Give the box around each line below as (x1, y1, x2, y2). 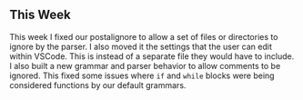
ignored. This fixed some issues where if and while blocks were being (9, 70, 275, 81)
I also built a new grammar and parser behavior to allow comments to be (9, 60, 281, 71)
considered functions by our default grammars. (9, 79, 187, 90)
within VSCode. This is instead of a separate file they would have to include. (9, 50, 295, 62)
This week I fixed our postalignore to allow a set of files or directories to (9, 31, 278, 42)
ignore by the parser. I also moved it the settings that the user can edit (9, 41, 273, 52)
